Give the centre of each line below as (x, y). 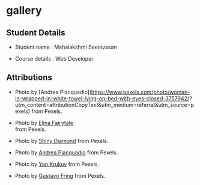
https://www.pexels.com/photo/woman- (141, 92)
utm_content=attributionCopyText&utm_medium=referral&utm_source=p (104, 105)
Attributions (29, 78)
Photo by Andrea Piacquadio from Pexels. (66, 152)
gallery (24, 11)
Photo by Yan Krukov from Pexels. (57, 164)
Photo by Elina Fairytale (44, 123)
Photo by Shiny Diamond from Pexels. (62, 141)
